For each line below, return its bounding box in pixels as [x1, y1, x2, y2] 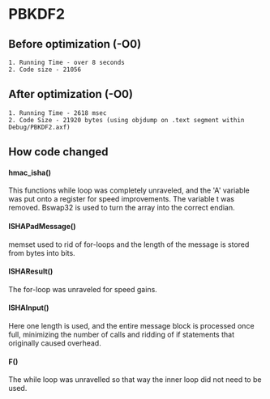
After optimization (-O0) [8, 87, 134, 101]
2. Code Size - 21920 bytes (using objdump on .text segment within [8, 116, 245, 124]
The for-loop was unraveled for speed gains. [8, 284, 158, 294]
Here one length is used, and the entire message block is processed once [8, 321, 255, 331]
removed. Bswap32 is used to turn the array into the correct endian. [8, 203, 235, 213]
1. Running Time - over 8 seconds [8, 58, 126, 66]
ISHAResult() [8, 266, 54, 276]
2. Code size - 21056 [8, 66, 82, 74]
